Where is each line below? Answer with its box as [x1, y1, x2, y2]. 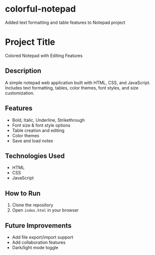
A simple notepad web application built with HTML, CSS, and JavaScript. [5, 79, 151, 86]
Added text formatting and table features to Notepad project [5, 19, 125, 25]
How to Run [5, 189, 41, 198]
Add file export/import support [12, 234, 74, 240]
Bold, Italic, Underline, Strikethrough [12, 117, 85, 123]
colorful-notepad [5, 3, 76, 15]
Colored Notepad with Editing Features [5, 53, 83, 58]
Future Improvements [5, 221, 72, 230]
